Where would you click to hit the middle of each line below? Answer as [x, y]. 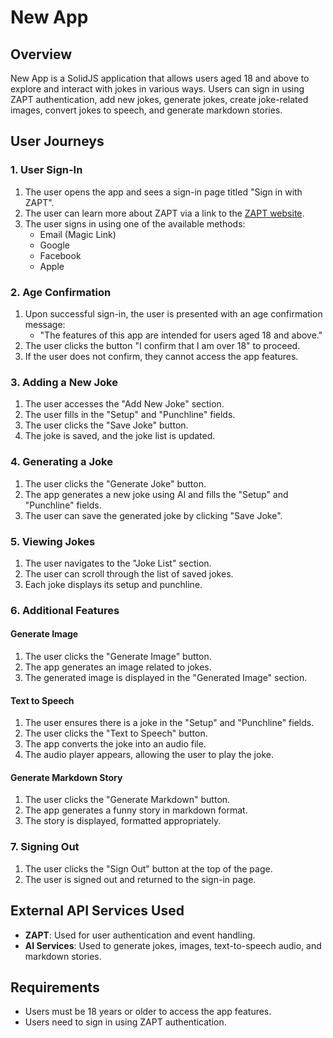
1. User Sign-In [46, 170]
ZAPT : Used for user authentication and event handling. [140, 935]
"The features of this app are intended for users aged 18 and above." [181, 335]
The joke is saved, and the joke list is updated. [120, 436]
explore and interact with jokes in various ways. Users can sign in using [157, 89]
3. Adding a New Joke [64, 382]
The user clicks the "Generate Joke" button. [115, 483]
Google [54, 245]
